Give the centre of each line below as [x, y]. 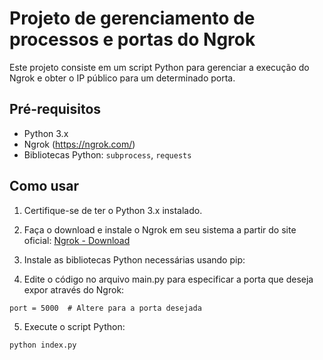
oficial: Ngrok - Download [77, 240]
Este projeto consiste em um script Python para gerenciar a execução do [159, 67]
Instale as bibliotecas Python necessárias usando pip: [134, 259]
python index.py [43, 345]
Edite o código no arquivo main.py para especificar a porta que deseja [168, 279]
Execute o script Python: [74, 326]
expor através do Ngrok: [74, 289]
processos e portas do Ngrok [132, 39]
